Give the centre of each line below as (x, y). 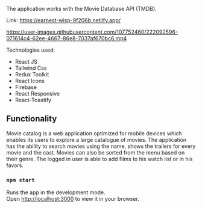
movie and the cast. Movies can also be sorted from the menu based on (96, 152)
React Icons (30, 81)
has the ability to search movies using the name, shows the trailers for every (101, 146)
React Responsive (37, 93)
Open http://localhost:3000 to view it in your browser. (73, 199)
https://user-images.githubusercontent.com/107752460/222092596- (92, 32)
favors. (15, 165)
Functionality (32, 119)
